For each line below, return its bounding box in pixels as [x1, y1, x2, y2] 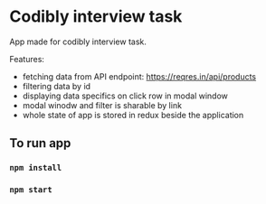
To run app [9, 135, 71, 151]
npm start [9, 185, 52, 195]
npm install [9, 162, 62, 173]
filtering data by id [22, 80, 91, 91]
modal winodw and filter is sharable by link [22, 99, 183, 110]
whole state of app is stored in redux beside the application [22, 109, 244, 120]
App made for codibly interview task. [9, 36, 147, 47]
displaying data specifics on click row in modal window [22, 90, 228, 101]
